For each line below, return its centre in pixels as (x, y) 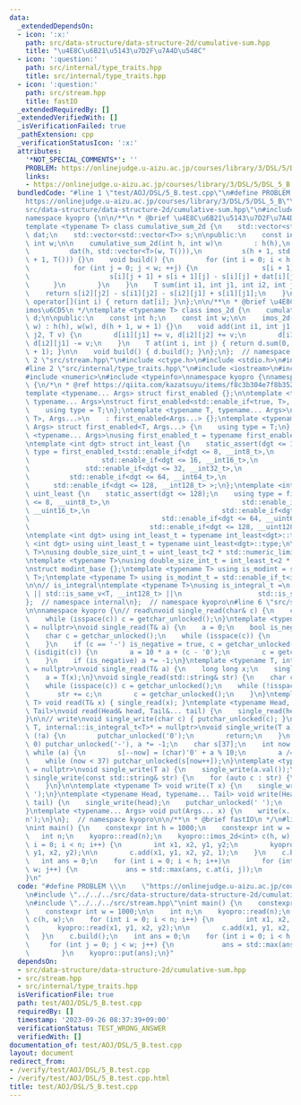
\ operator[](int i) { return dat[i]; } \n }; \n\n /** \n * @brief (146, 302)
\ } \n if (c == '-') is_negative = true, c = (124, 644)
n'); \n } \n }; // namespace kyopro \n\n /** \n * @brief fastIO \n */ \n (154, 819)
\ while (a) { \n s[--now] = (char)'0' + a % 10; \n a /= (160, 752)
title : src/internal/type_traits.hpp (96, 76)
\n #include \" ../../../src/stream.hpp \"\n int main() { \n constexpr (160, 903)
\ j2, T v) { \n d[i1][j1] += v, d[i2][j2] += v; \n (136, 335)
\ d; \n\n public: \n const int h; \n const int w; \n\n (136, 318)
